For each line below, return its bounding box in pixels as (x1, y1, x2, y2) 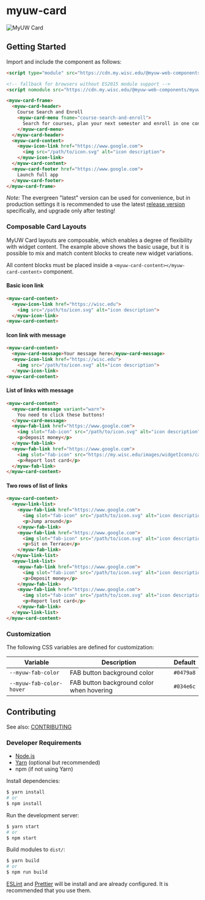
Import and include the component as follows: (6, 58, 122, 65)
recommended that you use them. (6, 887, 92, 894)
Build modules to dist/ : (6, 846, 65, 853)
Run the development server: (6, 811, 79, 819)
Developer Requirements (6, 738, 82, 747)
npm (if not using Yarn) (15, 765, 73, 773)
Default (173, 658, 196, 667)
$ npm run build (6, 869, 48, 875)
